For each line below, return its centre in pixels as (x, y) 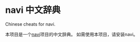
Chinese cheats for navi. (30, 24)
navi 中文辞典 (33, 10)
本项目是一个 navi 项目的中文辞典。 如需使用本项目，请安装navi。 (72, 34)
